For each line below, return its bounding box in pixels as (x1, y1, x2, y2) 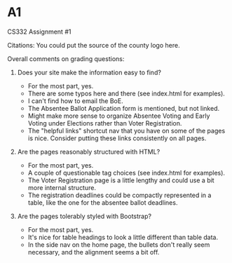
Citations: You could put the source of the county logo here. (7, 41, 180, 49)
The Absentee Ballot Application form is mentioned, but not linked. (27, 104, 219, 112)
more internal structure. (27, 183, 97, 191)
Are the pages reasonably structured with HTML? (17, 147, 161, 156)
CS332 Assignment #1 (7, 27, 71, 36)
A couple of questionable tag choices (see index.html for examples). (27, 168, 226, 177)
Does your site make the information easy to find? (17, 68, 161, 76)
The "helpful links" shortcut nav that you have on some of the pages (27, 126, 226, 135)
